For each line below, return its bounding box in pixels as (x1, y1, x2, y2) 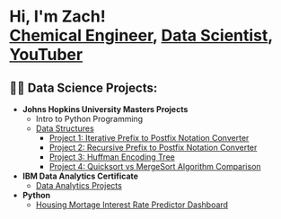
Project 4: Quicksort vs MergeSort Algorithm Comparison (48, 162, 262, 171)
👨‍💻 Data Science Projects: (9, 80, 158, 95)
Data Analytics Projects (35, 180, 123, 190)
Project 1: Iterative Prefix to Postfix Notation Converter (48, 133, 250, 143)
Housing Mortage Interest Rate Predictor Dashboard (35, 199, 229, 210)
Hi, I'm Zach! (9, 6, 106, 27)
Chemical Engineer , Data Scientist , (9, 25, 274, 46)
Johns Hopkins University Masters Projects (22, 104, 189, 114)
